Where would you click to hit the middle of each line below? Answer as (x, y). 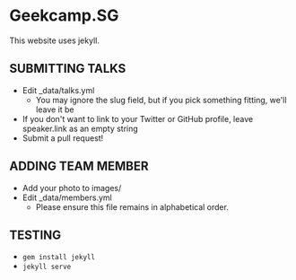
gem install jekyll (59, 258)
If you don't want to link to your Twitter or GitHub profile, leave (138, 118)
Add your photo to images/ (72, 188)
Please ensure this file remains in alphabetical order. (132, 206)
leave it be (55, 109)
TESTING (35, 235)
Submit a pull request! (63, 138)
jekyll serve (47, 267)
